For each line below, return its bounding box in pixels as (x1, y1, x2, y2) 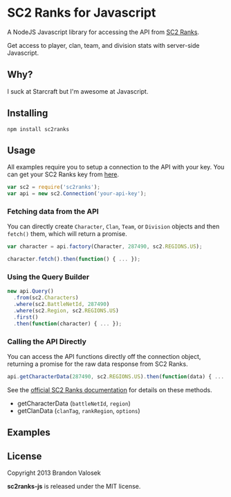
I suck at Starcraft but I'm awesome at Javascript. (7, 87, 149, 95)
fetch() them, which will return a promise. (7, 230, 128, 238)
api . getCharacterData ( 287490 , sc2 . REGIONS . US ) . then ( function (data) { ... (7, 373, 225, 380)
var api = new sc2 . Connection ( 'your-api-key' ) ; (7, 190, 147, 197)
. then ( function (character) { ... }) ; (13, 320, 122, 327)
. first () (13, 314, 39, 321)
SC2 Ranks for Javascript (7, 5, 156, 21)
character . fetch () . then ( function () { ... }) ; (7, 255, 140, 263)
